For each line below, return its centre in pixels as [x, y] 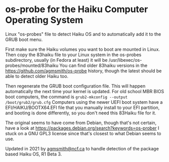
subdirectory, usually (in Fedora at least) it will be [56, 60]
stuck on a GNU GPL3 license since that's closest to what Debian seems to [83, 133]
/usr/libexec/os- [125, 60]
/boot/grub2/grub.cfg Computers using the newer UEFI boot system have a [84, 102]
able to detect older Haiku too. [37, 76]
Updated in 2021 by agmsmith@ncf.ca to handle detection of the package [82, 148]
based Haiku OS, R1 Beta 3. [34, 154]
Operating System [44, 20]
